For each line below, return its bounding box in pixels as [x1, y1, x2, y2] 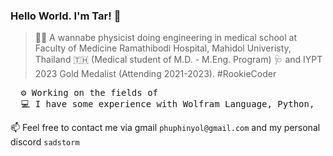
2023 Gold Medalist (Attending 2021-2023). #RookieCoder [34, 68, 277, 80]
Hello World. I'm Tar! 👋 [10, 9, 122, 23]
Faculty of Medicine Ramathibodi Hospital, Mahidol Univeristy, [34, 42, 292, 54]
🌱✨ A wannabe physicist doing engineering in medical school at [34, 32, 297, 44]
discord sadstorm [10, 136, 80, 148]
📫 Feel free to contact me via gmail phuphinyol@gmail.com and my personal [10, 122, 321, 134]
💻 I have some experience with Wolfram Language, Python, [20, 99, 315, 110]
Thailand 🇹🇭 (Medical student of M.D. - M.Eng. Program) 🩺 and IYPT [34, 54, 323, 66]
